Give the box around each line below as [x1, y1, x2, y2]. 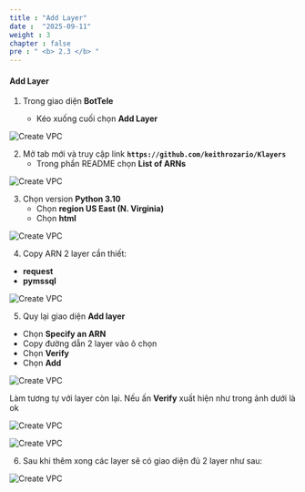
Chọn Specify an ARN [22, 329, 107, 340]
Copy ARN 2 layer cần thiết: [22, 248, 127, 260]
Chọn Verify [22, 348, 70, 359]
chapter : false [9, 38, 71, 48]
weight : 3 [9, 30, 51, 39]
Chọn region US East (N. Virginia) [36, 203, 164, 214]
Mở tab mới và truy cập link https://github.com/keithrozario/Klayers [22, 149, 287, 159]
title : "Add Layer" [9, 13, 88, 23]
